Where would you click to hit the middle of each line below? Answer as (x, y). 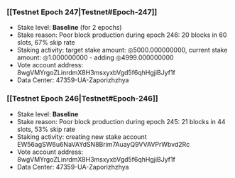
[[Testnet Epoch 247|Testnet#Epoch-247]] (82, 12)
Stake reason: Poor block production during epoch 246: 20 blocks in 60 (122, 35)
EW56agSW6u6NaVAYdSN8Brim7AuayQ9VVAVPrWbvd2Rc (103, 144)
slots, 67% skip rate (46, 43)
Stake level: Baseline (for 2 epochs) (69, 28)
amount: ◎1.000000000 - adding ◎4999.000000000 (95, 57)
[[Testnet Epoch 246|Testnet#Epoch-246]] (82, 99)
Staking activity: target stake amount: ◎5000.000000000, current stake (122, 50)
